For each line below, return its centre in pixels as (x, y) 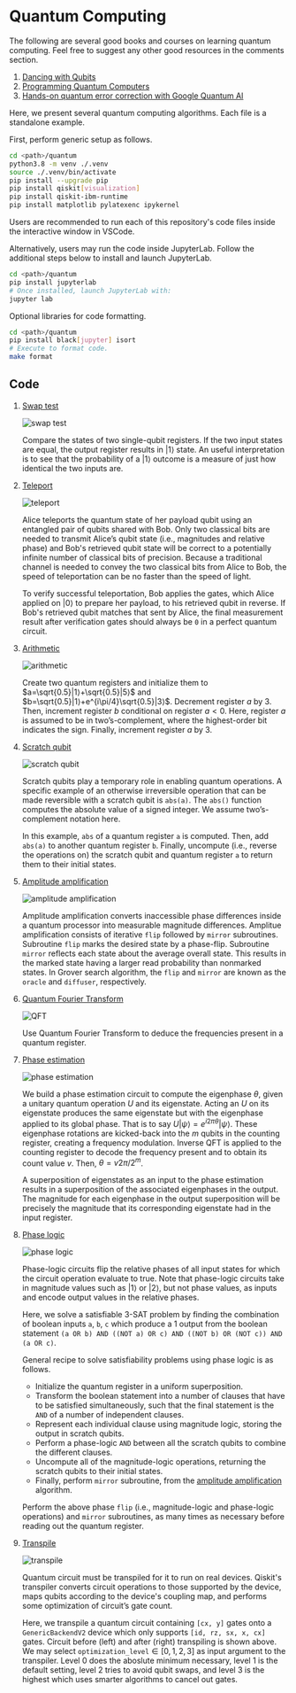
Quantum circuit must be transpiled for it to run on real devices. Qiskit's (152, 1578)
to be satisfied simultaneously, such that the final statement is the (155, 1405)
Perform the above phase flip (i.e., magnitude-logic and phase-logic (148, 1507)
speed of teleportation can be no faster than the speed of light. (137, 576)
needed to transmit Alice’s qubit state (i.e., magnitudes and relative (143, 539)
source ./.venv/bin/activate (63, 172)
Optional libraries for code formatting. (78, 315)
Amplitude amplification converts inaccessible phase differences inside (152, 915)
